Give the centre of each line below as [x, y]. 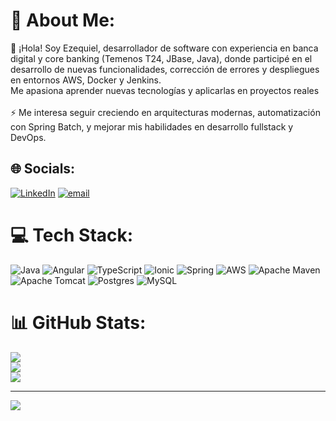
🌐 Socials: [43, 169]
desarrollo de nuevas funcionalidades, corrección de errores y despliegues [165, 69]
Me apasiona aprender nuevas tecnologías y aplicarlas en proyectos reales [165, 90]
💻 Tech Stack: [72, 235]
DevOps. [28, 137]
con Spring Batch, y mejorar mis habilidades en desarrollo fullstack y [152, 126]
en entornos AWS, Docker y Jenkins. [86, 80]
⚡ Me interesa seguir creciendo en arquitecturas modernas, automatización [165, 112]
